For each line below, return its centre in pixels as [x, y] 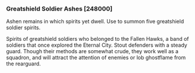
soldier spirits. [23, 27]
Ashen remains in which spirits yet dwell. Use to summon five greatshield [95, 22]
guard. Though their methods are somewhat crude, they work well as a [92, 51]
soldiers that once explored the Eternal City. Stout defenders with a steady [97, 45]
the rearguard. [24, 64]
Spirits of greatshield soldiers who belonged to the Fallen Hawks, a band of [97, 39]
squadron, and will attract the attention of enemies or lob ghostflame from [96, 58]
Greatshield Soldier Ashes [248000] [59, 9]
